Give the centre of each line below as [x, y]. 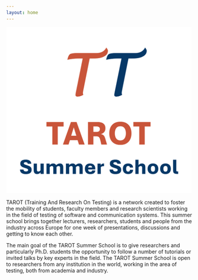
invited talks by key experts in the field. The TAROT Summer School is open [98, 258]
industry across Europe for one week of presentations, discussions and [93, 228]
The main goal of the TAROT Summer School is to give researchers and [93, 246]
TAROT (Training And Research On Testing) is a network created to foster [96, 202]
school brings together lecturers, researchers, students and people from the [99, 221]
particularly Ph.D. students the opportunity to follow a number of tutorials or [99, 252]
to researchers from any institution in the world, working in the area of [92, 265]
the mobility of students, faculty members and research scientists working [97, 209]
